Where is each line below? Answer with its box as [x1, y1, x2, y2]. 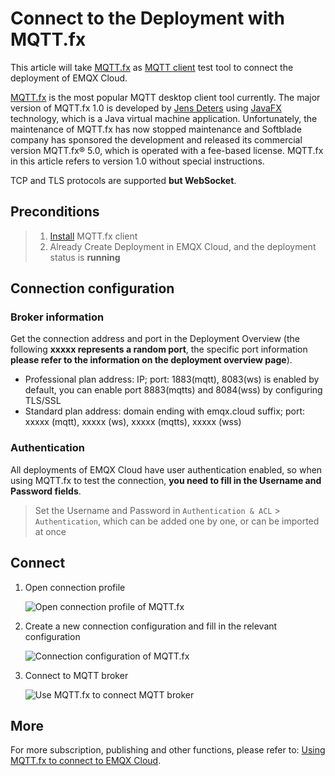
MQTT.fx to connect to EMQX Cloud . [10, 755, 162, 767]
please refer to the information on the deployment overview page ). [10, 354, 293, 366]
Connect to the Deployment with [10, 7, 285, 30]
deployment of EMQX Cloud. [10, 72, 128, 84]
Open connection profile [24, 581, 126, 593]
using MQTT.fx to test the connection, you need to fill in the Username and [10, 474, 322, 486]
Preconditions [10, 203, 100, 221]
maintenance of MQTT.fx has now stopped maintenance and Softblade [10, 123, 302, 135]
